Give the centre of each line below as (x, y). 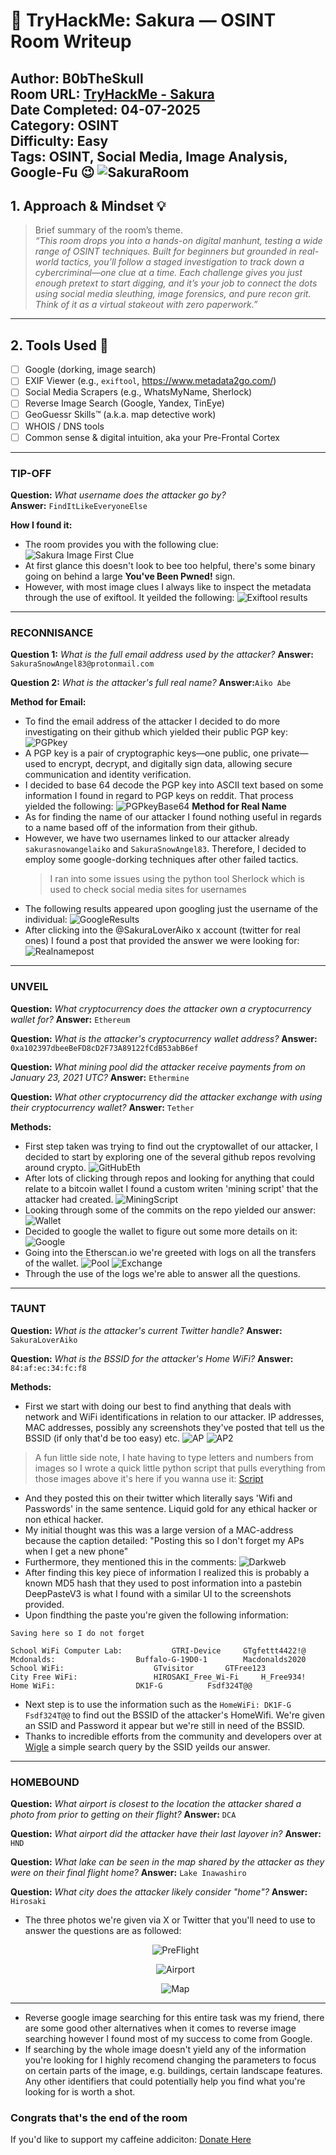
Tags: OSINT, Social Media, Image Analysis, (149, 156)
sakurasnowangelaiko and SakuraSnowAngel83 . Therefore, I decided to (165, 849)
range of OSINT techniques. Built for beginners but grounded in (165, 251)
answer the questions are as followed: (103, 1931)
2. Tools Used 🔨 (59, 345)
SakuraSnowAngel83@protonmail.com (82, 664)
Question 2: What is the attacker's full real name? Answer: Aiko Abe (151, 683)
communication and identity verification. (108, 775)
